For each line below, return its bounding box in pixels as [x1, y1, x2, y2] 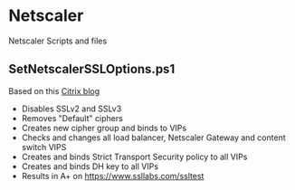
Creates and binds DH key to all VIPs [21, 160, 159, 172]
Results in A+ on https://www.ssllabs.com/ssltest [21, 170, 205, 181]
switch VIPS [21, 141, 67, 152]
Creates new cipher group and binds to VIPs [21, 122, 187, 133]
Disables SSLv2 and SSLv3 [21, 103, 122, 114]
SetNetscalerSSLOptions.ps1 [8, 62, 176, 77]
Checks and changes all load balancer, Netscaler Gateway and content [21, 132, 286, 143]
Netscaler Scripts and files [8, 35, 108, 46]
